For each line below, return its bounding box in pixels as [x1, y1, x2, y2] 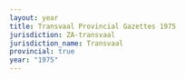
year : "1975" [9, 55, 59, 64]
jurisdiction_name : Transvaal [9, 38, 124, 48]
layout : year [9, 13, 59, 23]
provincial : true [9, 47, 75, 56]
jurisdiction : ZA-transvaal [9, 30, 116, 39]
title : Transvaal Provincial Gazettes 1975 [9, 22, 177, 31]
